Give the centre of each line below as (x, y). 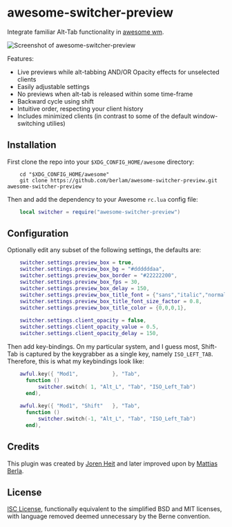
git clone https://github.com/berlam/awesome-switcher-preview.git (118, 180)
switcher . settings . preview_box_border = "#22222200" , (98, 276)
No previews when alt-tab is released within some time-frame (105, 94)
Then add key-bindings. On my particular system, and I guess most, (104, 346)
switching (31, 123)
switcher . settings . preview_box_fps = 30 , (80, 282)
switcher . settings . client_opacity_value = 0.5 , (89, 327)
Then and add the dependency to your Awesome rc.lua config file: (103, 199)
